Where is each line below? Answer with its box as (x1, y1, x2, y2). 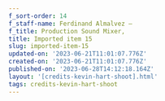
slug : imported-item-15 (8, 42, 89, 50)
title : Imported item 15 (8, 34, 93, 43)
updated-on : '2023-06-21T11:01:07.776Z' (8, 50, 148, 58)
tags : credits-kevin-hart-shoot (8, 80, 118, 88)
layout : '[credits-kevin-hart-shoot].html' (8, 72, 158, 81)
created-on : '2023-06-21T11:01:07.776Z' (8, 58, 148, 66)
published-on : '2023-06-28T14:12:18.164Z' (8, 65, 154, 73)
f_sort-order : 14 (8, 11, 67, 20)
